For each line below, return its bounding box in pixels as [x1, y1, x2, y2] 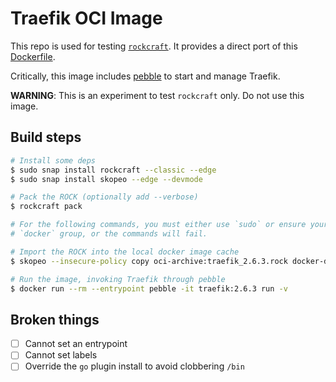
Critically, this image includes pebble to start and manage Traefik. [10, 70, 281, 82]
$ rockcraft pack [10, 202, 83, 212]
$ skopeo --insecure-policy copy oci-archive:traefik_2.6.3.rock [10, 256, 288, 266]
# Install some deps [10, 155, 97, 166]
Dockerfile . [10, 50, 56, 62]
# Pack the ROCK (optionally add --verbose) [10, 192, 199, 202]
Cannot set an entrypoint [24, 338, 128, 350]
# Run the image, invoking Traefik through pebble [10, 274, 226, 284]
